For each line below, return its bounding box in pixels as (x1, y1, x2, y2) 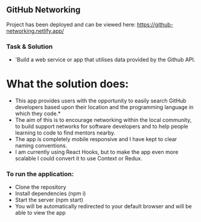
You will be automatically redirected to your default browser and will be (14, 203, 192, 210)
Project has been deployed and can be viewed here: (6, 21, 136, 28)
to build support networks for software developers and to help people (14, 123, 188, 130)
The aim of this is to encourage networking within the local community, (14, 116, 192, 124)
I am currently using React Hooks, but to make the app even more (14, 148, 179, 156)
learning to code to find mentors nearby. (14, 129, 116, 136)
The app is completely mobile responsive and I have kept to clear (14, 136, 177, 143)
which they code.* (14, 110, 61, 117)
